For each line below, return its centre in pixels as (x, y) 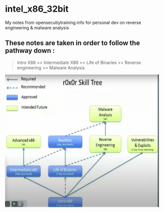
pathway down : (30, 51)
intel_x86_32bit (37, 9)
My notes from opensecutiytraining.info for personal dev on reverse (73, 22)
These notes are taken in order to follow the (72, 43)
